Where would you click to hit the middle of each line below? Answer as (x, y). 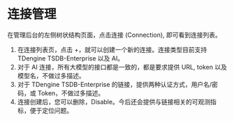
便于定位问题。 (51, 110)
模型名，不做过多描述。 (51, 75)
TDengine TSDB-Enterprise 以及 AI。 (71, 58)
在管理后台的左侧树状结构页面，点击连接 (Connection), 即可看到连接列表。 (115, 35)
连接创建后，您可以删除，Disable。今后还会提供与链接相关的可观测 (114, 102)
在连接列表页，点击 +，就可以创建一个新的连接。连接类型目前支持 (112, 49)
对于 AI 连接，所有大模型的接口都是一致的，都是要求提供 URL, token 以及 (122, 67)
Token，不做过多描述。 (71, 93)
